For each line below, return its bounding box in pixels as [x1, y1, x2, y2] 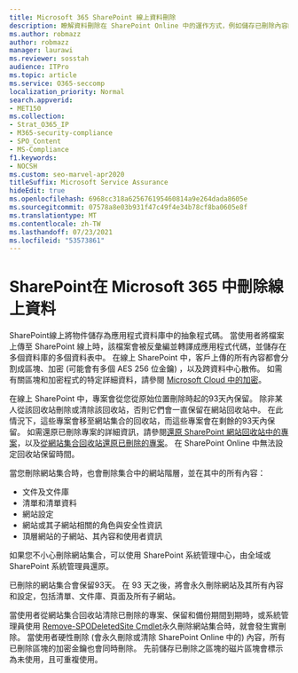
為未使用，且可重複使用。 [9, 654, 103, 665]
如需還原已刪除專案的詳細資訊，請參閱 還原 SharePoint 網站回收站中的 [26, 427, 281, 438]
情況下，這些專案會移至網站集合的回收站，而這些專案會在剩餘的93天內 [9, 416, 268, 426]
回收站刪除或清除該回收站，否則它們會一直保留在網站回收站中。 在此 [32, 405, 284, 416]
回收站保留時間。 [16, 449, 80, 460]
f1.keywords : [9, 153, 58, 162]
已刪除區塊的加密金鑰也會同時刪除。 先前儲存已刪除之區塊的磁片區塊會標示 [9, 643, 284, 653]
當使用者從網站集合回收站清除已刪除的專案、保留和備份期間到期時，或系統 [9, 610, 281, 621]
